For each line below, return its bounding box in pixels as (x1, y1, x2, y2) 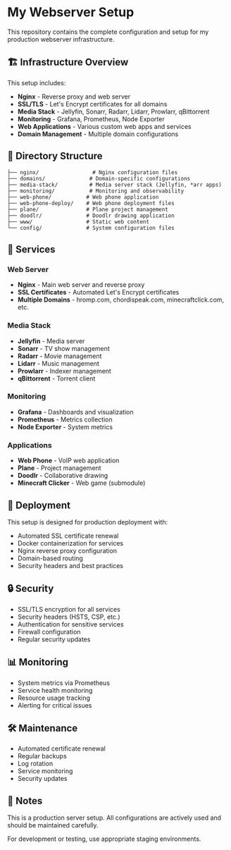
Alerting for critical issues (17, 701, 92, 709)
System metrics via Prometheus (17, 678, 111, 687)
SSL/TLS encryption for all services (17, 605, 121, 613)
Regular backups (17, 752, 67, 760)
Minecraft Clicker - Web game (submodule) (17, 479, 146, 487)
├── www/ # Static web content (7, 218, 150, 226)
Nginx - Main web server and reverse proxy (17, 281, 145, 289)
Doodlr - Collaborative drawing (17, 472, 108, 480)
